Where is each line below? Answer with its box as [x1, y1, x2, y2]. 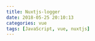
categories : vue [6, 20, 47, 26]
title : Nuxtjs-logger [6, 8, 61, 15]
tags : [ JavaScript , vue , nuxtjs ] [6, 25, 90, 32]
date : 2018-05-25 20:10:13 [6, 14, 74, 20]
